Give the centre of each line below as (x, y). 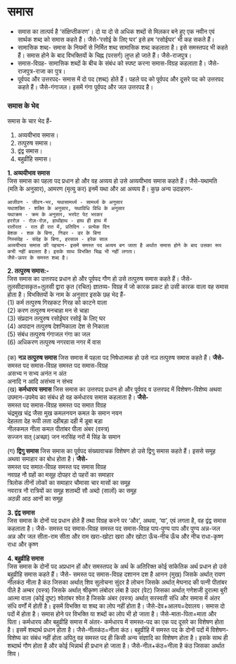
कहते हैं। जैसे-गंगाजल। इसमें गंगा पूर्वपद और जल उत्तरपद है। (85, 87)
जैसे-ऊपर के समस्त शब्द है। (38, 258)
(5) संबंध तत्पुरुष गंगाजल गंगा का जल (49, 334)
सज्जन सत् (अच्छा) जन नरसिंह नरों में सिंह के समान (64, 437)
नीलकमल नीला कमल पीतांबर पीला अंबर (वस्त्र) (59, 429)
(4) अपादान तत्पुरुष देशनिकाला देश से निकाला (58, 326)
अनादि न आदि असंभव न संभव (40, 381)
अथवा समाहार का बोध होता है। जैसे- (48, 459)
